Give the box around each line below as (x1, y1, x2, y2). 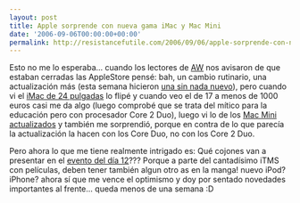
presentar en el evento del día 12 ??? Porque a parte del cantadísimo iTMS (9, 155, 279, 166)
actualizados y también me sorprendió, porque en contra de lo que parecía (9, 119, 285, 130)
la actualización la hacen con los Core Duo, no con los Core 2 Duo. (9, 128, 255, 139)
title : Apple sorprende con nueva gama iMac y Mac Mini (9, 21, 221, 30)
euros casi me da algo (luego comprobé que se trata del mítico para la (9, 100, 268, 111)
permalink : (9, 37, 50, 47)
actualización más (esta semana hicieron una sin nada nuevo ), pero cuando (9, 81, 287, 92)
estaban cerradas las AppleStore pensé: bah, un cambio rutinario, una (9, 72, 267, 83)
